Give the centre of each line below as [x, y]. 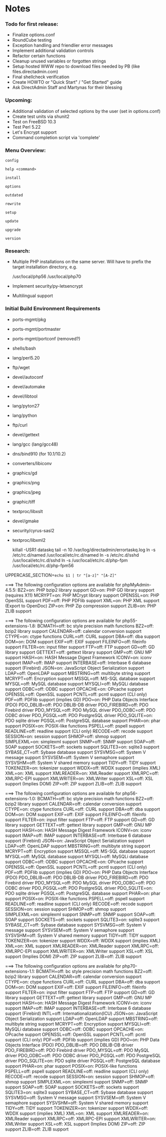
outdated [14, 195]
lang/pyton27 [26, 406]
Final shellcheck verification [41, 77]
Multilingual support [33, 296]
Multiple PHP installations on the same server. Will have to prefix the [82, 262]
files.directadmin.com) [35, 72]
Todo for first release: [32, 24]
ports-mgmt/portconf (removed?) [46, 338]
